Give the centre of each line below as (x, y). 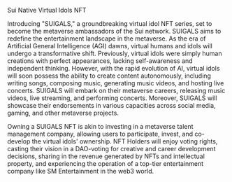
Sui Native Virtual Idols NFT (47, 10)
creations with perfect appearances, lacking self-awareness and (100, 61)
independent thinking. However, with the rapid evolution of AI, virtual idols (114, 68)
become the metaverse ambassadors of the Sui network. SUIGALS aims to (114, 31)
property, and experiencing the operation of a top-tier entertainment (106, 163)
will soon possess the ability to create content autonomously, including (109, 76)
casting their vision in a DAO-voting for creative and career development (111, 149)
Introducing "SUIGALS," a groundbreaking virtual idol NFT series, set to (110, 23)
